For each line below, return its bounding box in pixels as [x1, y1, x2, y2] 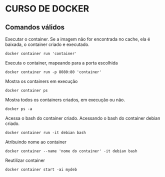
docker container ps [5, 88, 48, 93]
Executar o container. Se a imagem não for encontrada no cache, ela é [5, 36, 150, 42]
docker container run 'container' [5, 51, 77, 56]
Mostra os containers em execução [5, 78, 78, 84]
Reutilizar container [5, 157, 45, 163]
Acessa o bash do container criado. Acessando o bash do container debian [5, 115, 160, 121]
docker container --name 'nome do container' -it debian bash [5, 148, 137, 153]
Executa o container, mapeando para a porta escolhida [5, 60, 118, 65]
